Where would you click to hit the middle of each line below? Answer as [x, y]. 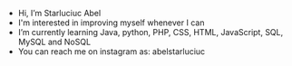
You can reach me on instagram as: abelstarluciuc [112, 52]
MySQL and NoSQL [54, 42]
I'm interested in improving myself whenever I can [111, 23]
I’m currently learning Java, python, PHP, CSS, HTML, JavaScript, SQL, [151, 32]
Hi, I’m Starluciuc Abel [59, 13]
